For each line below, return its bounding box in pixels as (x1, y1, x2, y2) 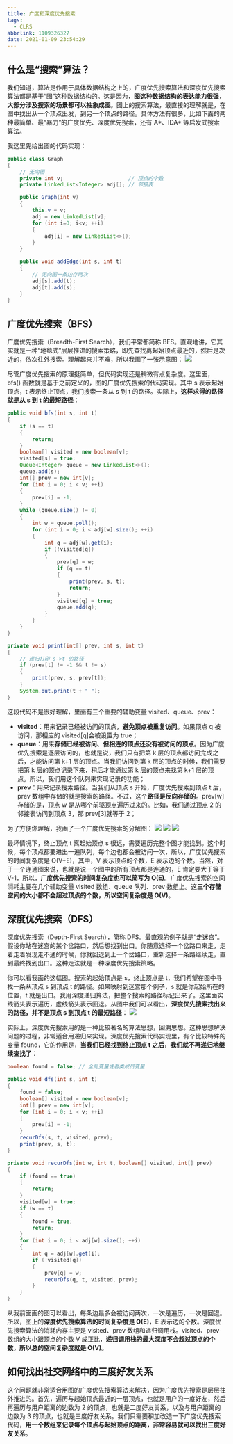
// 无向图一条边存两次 (32, 271, 88, 278)
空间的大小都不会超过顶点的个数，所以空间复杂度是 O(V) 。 (7, 891, 175, 899)
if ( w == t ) (19, 1205, 54, 1212)
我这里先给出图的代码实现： (7, 141, 87, 150)
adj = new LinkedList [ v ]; (32, 213, 107, 220)
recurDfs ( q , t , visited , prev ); (44, 1276, 138, 1283)
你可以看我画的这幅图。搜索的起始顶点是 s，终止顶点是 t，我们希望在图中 (7, 974, 216, 982)
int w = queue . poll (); (32, 520, 98, 527)
